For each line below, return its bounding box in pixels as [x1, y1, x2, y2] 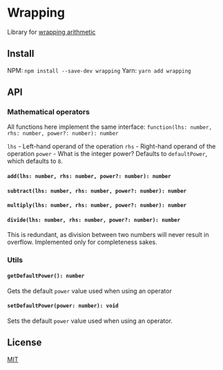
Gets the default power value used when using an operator [7, 286, 173, 295]
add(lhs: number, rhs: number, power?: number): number [7, 173, 171, 180]
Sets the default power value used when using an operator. [7, 317, 173, 325]
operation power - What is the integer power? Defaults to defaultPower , [7, 150, 208, 158]
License [7, 337, 42, 349]
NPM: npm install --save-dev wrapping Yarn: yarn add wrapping [7, 66, 191, 74]
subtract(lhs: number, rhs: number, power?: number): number [7, 187, 187, 195]
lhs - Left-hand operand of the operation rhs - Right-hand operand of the [7, 142, 216, 150]
